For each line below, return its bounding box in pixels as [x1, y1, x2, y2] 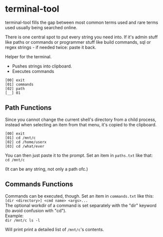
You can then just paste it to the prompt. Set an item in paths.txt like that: [5, 152, 153, 158]
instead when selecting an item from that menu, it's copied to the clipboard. [5, 121, 157, 127]
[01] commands [5, 82, 34, 87]
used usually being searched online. [5, 24, 78, 30]
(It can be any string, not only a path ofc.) [5, 166, 89, 172]
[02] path [5, 86, 25, 91]
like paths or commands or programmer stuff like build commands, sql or [5, 39, 151, 45]
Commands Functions [5, 180, 73, 188]
